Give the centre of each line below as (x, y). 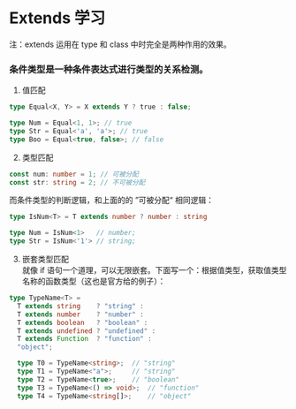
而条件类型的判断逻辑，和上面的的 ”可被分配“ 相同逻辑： (112, 201)
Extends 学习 (57, 18)
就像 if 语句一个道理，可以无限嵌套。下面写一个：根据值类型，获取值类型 (154, 270)
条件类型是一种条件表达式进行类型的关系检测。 (109, 69)
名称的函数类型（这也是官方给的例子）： (94, 281)
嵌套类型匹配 (45, 259)
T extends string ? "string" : (80, 306)
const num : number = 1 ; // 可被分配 (74, 174)
